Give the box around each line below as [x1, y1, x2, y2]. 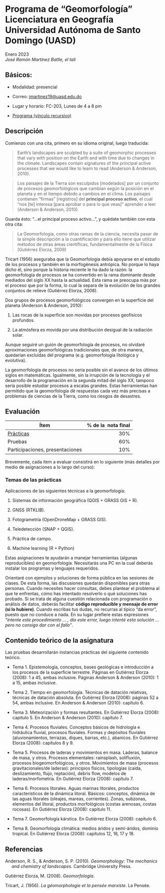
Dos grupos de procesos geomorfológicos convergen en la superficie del [5, 297, 154, 303]
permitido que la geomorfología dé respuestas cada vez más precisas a [5, 388, 151, 393]
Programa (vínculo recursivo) [12, 113, 72, 118]
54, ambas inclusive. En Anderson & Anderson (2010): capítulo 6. [12, 700, 144, 706]
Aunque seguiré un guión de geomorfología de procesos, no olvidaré [5, 342, 145, 348]
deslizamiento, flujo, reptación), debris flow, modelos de [12, 771, 127, 777]
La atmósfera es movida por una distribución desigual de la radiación [12, 327, 153, 333]
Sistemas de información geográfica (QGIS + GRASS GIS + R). [12, 497, 138, 503]
